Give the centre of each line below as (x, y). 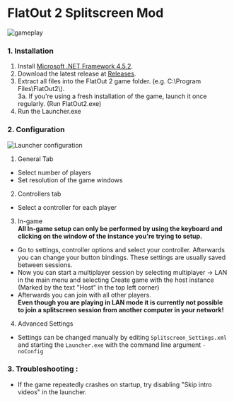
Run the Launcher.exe (49, 112)
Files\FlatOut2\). (41, 89)
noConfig (30, 351)
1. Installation (31, 51)
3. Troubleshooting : (43, 369)
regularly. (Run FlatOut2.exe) (59, 104)
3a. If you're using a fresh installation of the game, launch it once (112, 96)
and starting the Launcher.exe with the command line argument (109, 345)
